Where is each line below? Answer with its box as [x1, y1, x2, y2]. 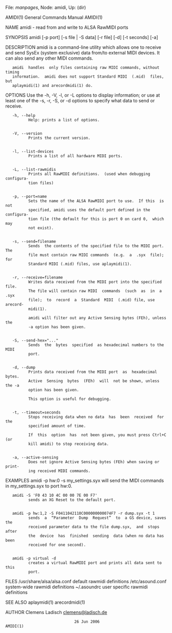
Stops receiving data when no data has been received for [28, 414, 164, 420]
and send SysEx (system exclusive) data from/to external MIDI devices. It [5, 50, 160, 56]
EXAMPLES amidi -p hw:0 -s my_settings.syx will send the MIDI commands [5, 478, 164, 483]
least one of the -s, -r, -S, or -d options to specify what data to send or [5, 98, 155, 103]
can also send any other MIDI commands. [5, 55, 93, 61]
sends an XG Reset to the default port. [28, 497, 116, 502]
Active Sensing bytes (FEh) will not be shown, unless [28, 378, 160, 384]
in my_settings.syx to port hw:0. [5, 483, 73, 489]
